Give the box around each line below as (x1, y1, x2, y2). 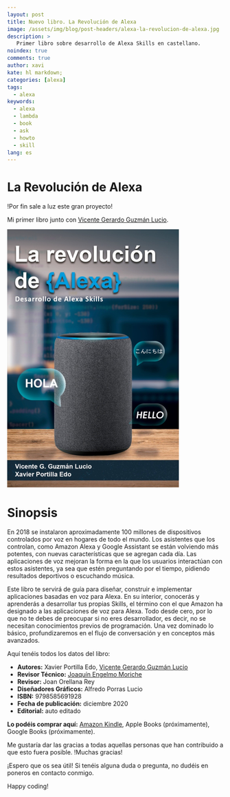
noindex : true (7, 47, 48, 54)
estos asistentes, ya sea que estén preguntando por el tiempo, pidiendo (7, 564, 210, 573)
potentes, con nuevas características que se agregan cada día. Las (7, 550, 197, 558)
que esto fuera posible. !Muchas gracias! (7, 748, 123, 756)
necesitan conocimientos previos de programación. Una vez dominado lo (7, 621, 214, 630)
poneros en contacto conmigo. (7, 769, 94, 777)
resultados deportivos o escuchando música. (7, 572, 135, 580)
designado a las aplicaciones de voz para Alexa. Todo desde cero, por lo (7, 607, 213, 615)
